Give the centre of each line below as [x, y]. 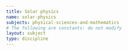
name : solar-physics [31, 17]
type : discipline [27, 39]
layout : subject [26, 33]
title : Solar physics [33, 11]
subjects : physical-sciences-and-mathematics [63, 22]
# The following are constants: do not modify [64, 28]
